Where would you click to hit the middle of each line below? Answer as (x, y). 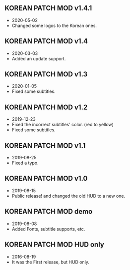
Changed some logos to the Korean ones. (54, 25)
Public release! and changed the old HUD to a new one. (68, 196)
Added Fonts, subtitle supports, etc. (48, 229)
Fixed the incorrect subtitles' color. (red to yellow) (63, 125)
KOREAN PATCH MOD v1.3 (46, 74)
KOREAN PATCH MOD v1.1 (45, 145)
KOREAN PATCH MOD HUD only (55, 245)
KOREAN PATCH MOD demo (49, 212)
